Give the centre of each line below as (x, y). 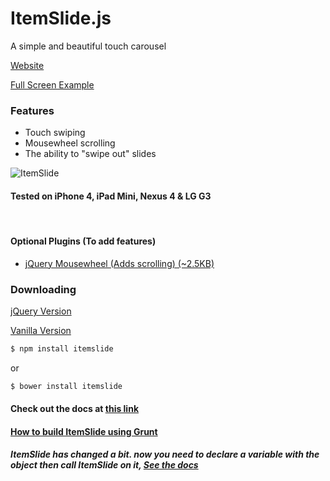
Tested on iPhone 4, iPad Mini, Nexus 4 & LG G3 (111, 196)
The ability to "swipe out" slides (90, 154)
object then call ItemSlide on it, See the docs (104, 465)
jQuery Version (41, 311)
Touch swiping (55, 133)
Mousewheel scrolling (70, 143)
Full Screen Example (52, 84)
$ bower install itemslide (66, 386)
